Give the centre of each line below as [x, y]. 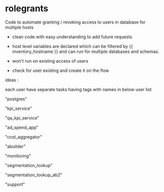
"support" [15, 184]
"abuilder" [15, 146]
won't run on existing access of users [50, 61]
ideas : [12, 80]
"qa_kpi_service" [22, 118]
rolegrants [27, 9]
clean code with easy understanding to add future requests [72, 37]
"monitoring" [18, 156]
